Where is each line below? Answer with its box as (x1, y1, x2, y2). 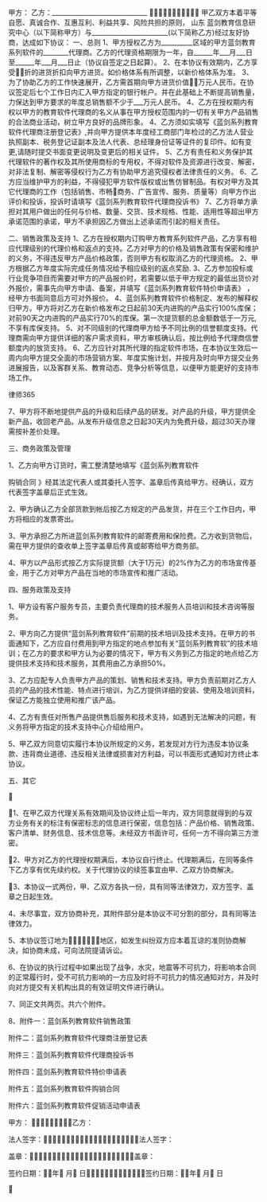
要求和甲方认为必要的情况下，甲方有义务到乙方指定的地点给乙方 (49, 649, 259, 658)
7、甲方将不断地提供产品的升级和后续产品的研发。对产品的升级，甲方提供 (8, 407, 249, 416)
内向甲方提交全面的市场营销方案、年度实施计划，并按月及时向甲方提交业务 (14, 353, 259, 362)
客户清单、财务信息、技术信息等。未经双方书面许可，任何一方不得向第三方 (8, 828, 252, 837)
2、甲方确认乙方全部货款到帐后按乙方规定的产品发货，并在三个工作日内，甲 (8, 505, 257, 513)
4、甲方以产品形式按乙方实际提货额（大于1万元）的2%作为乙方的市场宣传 (8, 558, 250, 568)
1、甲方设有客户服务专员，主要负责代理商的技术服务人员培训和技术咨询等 (8, 602, 248, 611)
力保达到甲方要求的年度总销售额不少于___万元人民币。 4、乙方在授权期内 (8, 97, 248, 107)
